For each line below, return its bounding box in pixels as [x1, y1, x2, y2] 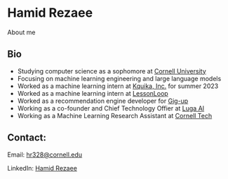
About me [7, 28, 36, 36]
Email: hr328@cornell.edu [7, 150, 83, 159]
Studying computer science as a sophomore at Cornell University [17, 66, 207, 75]
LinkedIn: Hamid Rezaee [7, 164, 77, 172]
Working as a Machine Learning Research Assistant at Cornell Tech [17, 111, 213, 120]
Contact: [7, 131, 47, 144]
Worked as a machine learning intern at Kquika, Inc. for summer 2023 [17, 82, 219, 90]
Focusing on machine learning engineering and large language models [17, 74, 222, 83]
